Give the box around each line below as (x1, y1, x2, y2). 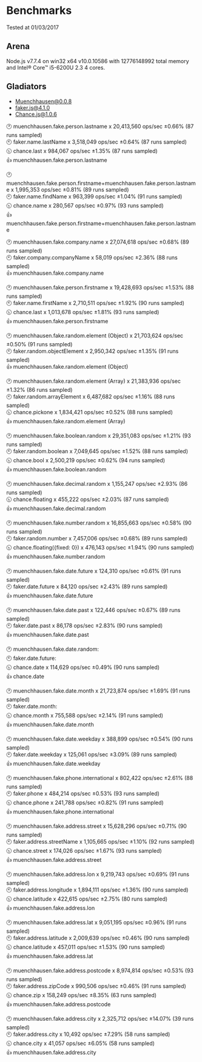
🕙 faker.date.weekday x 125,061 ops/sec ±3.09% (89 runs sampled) (6, 750, 177, 758)
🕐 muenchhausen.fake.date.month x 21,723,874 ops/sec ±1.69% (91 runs (6, 687, 190, 694)
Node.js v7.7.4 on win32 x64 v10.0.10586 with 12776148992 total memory (6, 57, 189, 64)
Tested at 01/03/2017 (6, 24, 59, 31)
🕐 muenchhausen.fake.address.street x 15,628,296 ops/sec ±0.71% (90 (6, 822, 187, 830)
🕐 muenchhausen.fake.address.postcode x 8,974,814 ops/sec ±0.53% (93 (6, 967, 194, 974)
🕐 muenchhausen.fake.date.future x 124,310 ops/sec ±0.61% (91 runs (6, 567, 181, 574)
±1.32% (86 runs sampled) (6, 386, 73, 393)
